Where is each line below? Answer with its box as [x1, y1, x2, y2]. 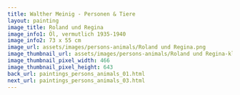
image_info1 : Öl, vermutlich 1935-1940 [7, 30, 126, 38]
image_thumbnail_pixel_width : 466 [7, 57, 111, 64]
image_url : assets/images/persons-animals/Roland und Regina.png [7, 44, 206, 51]
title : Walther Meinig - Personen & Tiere [7, 10, 136, 18]
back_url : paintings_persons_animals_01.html [7, 70, 145, 77]
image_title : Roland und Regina [7, 24, 104, 31]
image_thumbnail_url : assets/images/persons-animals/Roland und [7, 51, 203, 58]
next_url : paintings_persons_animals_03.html [7, 76, 145, 84]
